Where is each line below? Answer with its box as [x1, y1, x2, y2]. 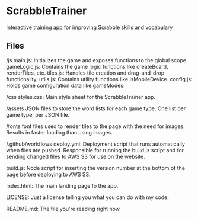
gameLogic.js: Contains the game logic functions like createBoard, [6, 63, 168, 70]
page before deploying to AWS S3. [6, 171, 91, 178]
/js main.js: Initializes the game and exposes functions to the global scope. [6, 56, 188, 63]
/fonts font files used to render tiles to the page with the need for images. [6, 123, 185, 130]
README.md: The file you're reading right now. [6, 205, 122, 212]
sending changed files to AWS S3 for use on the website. [6, 153, 145, 160]
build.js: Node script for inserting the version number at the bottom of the [6, 164, 186, 171]
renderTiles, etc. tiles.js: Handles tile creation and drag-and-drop [6, 69, 165, 76]
